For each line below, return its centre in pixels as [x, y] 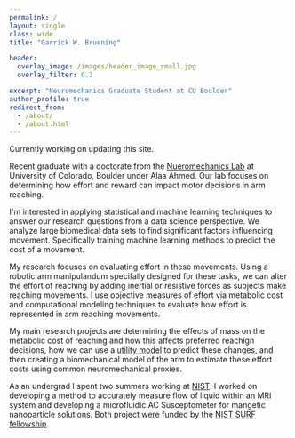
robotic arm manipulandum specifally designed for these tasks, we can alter [148, 276]
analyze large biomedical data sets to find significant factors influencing [141, 231]
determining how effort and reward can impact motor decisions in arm [137, 185]
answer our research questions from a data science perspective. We [135, 221]
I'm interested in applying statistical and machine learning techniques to [141, 212]
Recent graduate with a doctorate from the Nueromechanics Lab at [132, 166]
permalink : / [33, 17]
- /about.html [43, 124]
